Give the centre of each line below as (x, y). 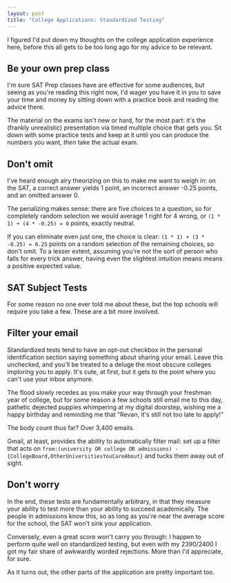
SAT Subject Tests (47, 288)
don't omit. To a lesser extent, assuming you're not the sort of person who (113, 252)
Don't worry (33, 485)
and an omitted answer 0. (43, 195)
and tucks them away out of (184, 456)
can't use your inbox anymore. (50, 379)
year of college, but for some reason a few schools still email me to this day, (115, 400)
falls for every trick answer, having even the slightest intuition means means (115, 258)
